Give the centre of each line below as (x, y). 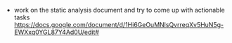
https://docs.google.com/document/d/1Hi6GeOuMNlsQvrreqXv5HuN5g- (118, 25)
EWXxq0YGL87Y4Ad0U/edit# (57, 32)
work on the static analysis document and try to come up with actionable (119, 10)
